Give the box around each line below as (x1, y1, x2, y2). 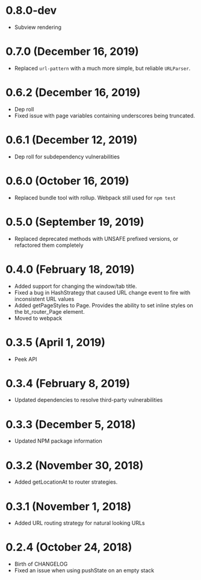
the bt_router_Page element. (14, 308, 85, 315)
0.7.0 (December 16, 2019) (5, 45, 139, 58)
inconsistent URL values (14, 295, 75, 302)
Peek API (14, 355, 37, 363)
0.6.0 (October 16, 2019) (5, 174, 129, 187)
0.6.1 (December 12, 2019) (5, 133, 138, 146)
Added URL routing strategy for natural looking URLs (14, 519, 145, 527)
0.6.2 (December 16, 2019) (5, 86, 141, 99)
